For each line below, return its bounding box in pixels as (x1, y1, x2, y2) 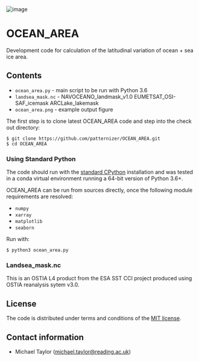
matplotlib (14, 219, 43, 225)
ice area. (6, 53, 28, 60)
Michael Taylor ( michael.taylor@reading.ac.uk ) (14, 348, 131, 355)
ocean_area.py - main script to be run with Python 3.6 (14, 86, 148, 93)
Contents (6, 71, 42, 81)
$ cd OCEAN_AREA (6, 140, 47, 147)
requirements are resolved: (6, 193, 74, 200)
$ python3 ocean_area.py (6, 247, 69, 253)
